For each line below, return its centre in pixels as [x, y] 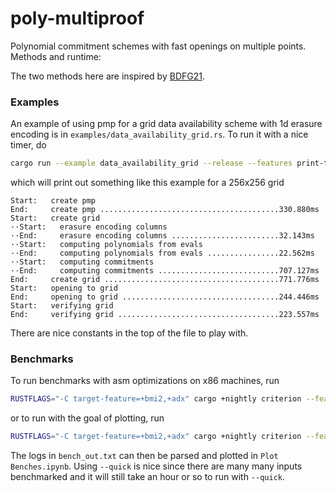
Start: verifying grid [62, 306]
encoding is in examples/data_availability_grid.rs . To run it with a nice [159, 134]
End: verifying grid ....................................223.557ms [165, 315]
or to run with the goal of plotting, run [87, 418]
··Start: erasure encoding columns [89, 227]
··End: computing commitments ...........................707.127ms [165, 271]
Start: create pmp [53, 201]
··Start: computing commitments [82, 262]
